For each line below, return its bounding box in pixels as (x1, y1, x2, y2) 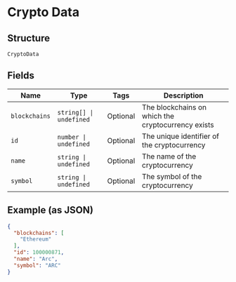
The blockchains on (141, 102, 207, 112)
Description (164, 90, 204, 100)
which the (141, 111, 174, 121)
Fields (7, 69, 35, 81)
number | (57, 133, 86, 141)
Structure (7, 32, 51, 44)
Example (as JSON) (7, 204, 93, 216)
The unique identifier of (141, 131, 220, 141)
